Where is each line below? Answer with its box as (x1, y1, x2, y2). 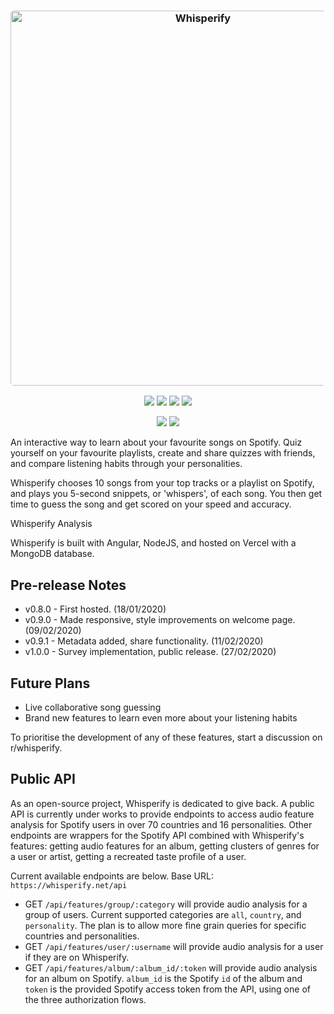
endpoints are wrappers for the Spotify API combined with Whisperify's (10, 829, 305, 841)
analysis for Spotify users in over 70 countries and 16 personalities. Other (10, 818, 313, 830)
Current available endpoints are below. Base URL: (10, 870, 214, 882)
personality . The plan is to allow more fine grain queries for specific (24, 919, 307, 931)
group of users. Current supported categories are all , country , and (24, 908, 302, 920)
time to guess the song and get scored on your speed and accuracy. (10, 498, 292, 510)
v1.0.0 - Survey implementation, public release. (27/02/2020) (24, 646, 277, 658)
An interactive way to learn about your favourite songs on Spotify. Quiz (10, 436, 303, 449)
